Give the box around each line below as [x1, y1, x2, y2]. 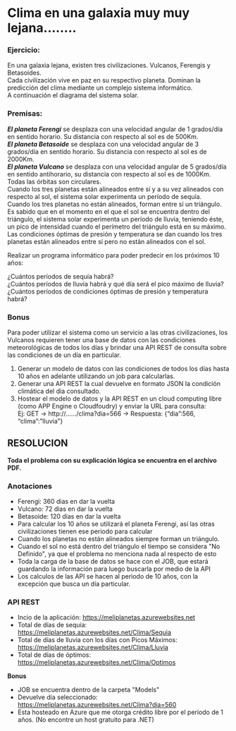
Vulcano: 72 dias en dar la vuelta [17, 505, 113, 513]
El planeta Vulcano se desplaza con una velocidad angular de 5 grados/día [7, 162, 227, 171]
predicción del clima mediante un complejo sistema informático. [7, 83, 193, 92]
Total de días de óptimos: [17, 651, 92, 659]
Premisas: [7, 109, 43, 119]
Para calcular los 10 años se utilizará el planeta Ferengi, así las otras [17, 520, 215, 528]
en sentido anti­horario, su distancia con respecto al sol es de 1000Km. [7, 169, 211, 178]
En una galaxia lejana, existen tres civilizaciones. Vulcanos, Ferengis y [7, 61, 211, 70]
